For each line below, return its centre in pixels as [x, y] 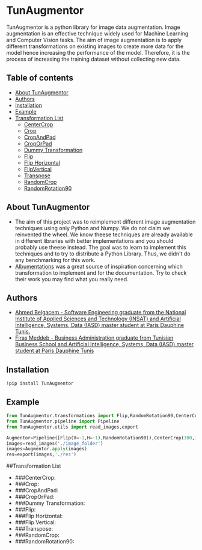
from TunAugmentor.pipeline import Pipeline [63, 421]
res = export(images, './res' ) [41, 454]
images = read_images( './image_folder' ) [55, 443]
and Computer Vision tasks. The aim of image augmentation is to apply [94, 40]
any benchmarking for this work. [55, 260]
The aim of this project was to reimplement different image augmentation [105, 222]
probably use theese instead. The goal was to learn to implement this [100, 247]
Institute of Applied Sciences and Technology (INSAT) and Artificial [98, 319]
